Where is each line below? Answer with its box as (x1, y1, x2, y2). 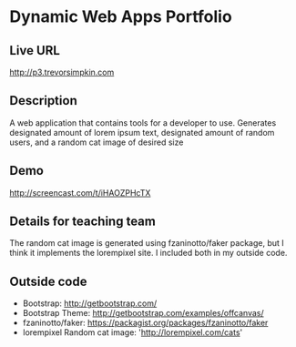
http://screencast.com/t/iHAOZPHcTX (9, 187, 151, 198)
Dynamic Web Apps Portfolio (9, 6, 232, 27)
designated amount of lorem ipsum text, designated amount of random (9, 127, 275, 138)
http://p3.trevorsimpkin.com (9, 66, 115, 77)
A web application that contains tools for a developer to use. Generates (9, 117, 277, 128)
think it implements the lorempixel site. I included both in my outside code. (9, 248, 288, 259)
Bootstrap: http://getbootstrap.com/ (22, 298, 158, 309)
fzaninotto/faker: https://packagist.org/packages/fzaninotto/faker (22, 317, 269, 329)
